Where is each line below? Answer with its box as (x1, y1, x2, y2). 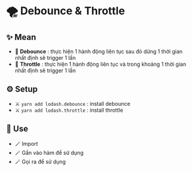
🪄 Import (14, 140, 38, 147)
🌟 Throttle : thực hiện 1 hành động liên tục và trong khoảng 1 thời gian (14, 60, 187, 68)
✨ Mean (6, 32, 36, 42)
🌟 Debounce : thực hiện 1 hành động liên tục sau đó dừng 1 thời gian (14, 48, 183, 55)
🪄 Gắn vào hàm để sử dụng (14, 149, 83, 156)
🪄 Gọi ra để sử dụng (14, 158, 66, 165)
